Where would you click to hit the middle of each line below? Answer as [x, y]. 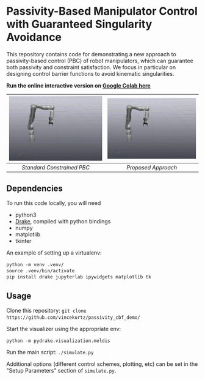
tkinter [23, 241]
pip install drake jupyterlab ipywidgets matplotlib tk [79, 277]
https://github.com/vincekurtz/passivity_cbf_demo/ [73, 318]
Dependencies [34, 188]
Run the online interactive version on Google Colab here [78, 85]
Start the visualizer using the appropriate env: [64, 329]
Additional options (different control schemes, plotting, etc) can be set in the [102, 364]
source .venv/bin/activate [41, 271]
